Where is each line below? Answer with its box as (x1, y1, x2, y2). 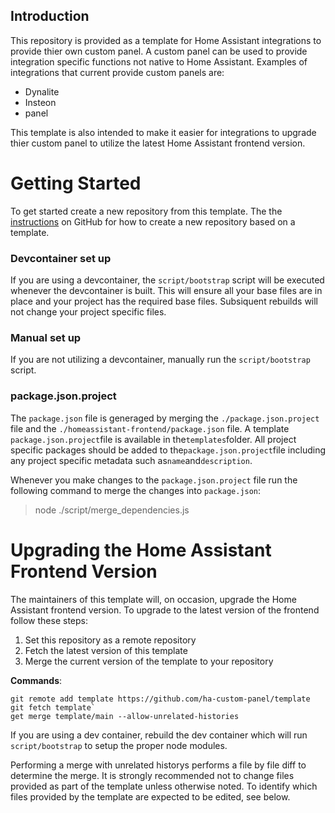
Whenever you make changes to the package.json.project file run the (10, 474, 298, 486)
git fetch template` (10, 702, 97, 713)
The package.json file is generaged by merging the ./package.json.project (10, 412, 320, 424)
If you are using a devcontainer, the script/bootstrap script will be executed (10, 274, 325, 286)
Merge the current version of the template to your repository (24, 655, 274, 667)
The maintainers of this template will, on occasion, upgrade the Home (10, 593, 297, 605)
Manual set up (10, 330, 82, 344)
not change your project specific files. (10, 306, 167, 318)
